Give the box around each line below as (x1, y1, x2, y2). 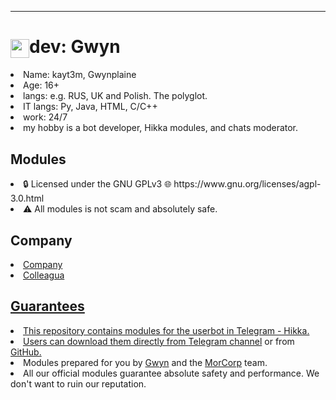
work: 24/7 (23, 111, 68, 123)
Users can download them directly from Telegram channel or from (23, 335, 295, 347)
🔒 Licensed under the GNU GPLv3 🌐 (23, 178, 172, 190)
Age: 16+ (23, 79, 60, 91)
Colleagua (23, 269, 65, 281)
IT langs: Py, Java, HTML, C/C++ (23, 101, 158, 113)
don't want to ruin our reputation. (10, 377, 147, 390)
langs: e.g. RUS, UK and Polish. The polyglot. (23, 90, 208, 102)
